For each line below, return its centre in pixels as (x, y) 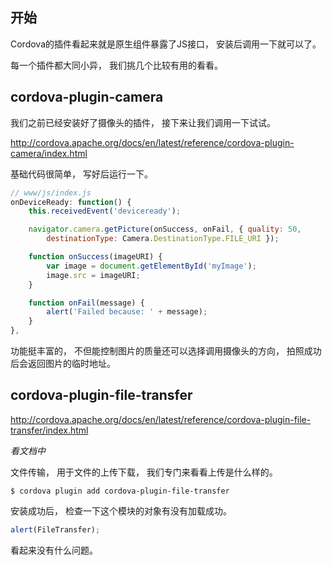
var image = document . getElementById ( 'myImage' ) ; (151, 266)
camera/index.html (49, 153)
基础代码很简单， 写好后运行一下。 (81, 174)
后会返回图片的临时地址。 (63, 363)
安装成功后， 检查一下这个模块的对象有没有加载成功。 (121, 510)
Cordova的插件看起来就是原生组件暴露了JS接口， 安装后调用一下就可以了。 (166, 44)
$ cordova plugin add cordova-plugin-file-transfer (120, 491)
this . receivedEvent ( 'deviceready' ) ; (105, 211)
